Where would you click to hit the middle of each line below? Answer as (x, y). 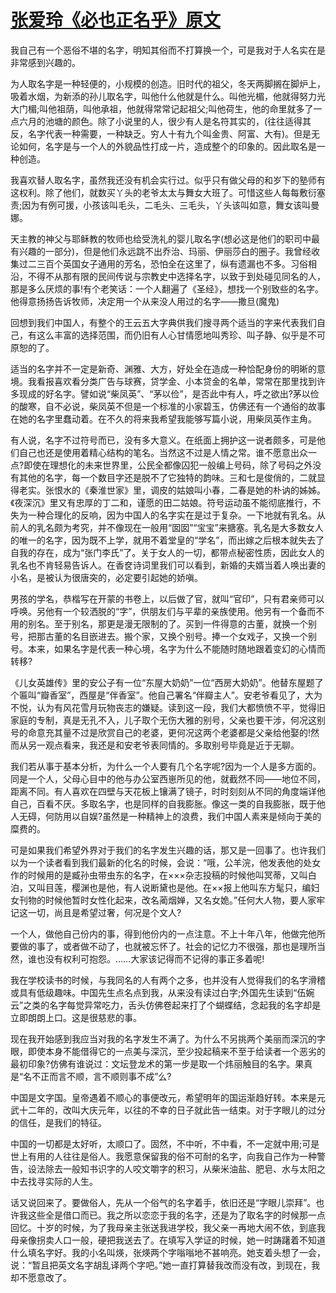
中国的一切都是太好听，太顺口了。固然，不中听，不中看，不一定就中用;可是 (165, 1143)
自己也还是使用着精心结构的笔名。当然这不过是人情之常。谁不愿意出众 (163, 452)
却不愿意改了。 (41, 1277)
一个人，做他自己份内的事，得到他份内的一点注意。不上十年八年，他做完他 (163, 933)
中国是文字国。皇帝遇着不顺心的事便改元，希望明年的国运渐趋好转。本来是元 (168, 1097)
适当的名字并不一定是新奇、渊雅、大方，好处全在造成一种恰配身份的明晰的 (163, 368)
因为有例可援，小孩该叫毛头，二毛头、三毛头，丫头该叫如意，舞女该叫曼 (170, 205)
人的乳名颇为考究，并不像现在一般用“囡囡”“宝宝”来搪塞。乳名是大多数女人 (171, 527)
